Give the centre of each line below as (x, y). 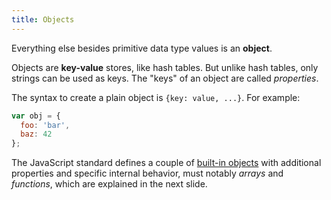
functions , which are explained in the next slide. (109, 184)
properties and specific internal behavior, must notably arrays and (147, 173)
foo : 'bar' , (45, 125)
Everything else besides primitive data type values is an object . (142, 48)
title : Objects (43, 19)
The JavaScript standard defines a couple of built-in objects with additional (166, 163)
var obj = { (36, 116)
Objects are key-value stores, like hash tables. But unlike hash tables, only (165, 67)
